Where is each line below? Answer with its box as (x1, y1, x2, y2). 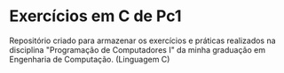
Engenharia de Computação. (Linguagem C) (9, 54, 170, 64)
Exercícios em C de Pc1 (9, 6, 182, 26)
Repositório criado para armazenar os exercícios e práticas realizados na (9, 35, 277, 46)
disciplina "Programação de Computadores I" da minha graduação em (9, 44, 266, 55)
